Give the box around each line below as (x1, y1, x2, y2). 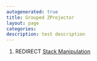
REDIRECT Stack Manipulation (15, 48, 91, 55)
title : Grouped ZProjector (6, 14, 75, 21)
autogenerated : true (6, 8, 59, 15)
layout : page (6, 20, 39, 26)
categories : (6, 25, 36, 32)
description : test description (6, 31, 85, 37)
